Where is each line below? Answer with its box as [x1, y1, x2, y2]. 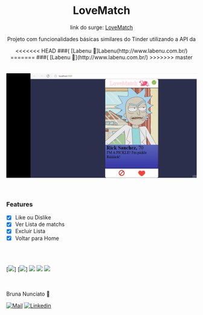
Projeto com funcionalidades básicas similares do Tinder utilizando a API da [7, 35, 196, 42]
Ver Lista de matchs [14, 220, 65, 228]
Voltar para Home [14, 234, 59, 242]
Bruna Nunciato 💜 [6, 290, 50, 297]
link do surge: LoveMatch [69, 24, 134, 31]
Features [6, 200, 33, 208]
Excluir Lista [14, 228, 45, 235]
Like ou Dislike [14, 214, 51, 221]
